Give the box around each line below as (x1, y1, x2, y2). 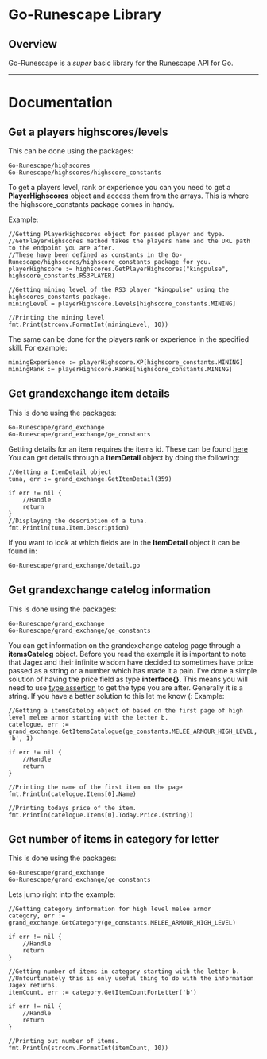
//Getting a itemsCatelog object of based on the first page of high (8, 706, 244, 715)
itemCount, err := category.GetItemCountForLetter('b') (8, 988, 197, 997)
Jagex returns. (8, 982, 59, 990)
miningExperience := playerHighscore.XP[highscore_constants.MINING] (8, 359, 244, 367)
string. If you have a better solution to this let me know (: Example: (8, 691, 225, 700)
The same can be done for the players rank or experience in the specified (8, 335, 250, 343)
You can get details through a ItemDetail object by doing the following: (8, 452, 240, 462)
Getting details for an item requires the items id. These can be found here (8, 444, 249, 454)
